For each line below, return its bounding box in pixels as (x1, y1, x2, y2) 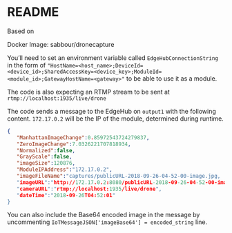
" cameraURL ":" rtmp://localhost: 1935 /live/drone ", (16, 185, 162, 192)
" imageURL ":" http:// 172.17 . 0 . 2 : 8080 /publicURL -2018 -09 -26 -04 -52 (16, 179, 206, 186)
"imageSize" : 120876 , (16, 160, 76, 167)
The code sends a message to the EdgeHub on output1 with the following (7, 107, 216, 115)
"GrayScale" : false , (16, 153, 72, 161)
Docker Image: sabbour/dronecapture (7, 40, 115, 48)
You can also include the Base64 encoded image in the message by (7, 211, 200, 219)
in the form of (7, 61, 46, 69)
